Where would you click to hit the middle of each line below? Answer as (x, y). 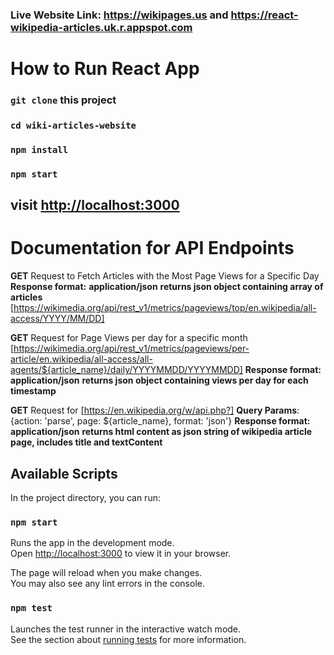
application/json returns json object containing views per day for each (159, 380)
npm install (39, 149)
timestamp (33, 391)
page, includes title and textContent (86, 442)
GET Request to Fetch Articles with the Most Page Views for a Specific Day (165, 276)
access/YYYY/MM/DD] (57, 319)
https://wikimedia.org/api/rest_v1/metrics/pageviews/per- (131, 349)
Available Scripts (64, 473)
